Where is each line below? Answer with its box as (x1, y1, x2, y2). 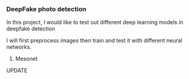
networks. (6, 43, 32, 50)
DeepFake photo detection (6, 5, 87, 13)
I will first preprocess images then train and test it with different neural (6, 37, 183, 44)
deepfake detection (6, 25, 55, 32)
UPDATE (6, 67, 27, 74)
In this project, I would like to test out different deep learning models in (6, 19, 184, 26)
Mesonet (15, 55, 38, 63)
